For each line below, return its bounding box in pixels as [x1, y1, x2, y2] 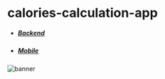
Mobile [17, 47, 39, 55]
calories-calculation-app [7, 5, 158, 21]
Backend [17, 28, 45, 37]
